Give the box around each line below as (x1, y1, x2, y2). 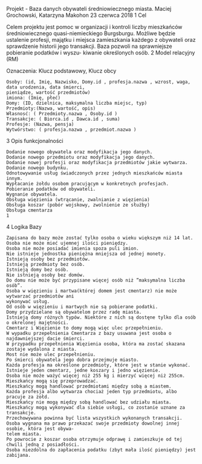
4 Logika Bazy (6, 224, 42, 230)
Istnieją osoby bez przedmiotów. (6, 256, 91, 262)
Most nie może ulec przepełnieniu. (6, 351, 96, 357)
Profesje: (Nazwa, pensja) (6, 121, 74, 127)
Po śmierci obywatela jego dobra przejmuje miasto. (6, 357, 139, 363)
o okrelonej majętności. (6, 320, 69, 326)
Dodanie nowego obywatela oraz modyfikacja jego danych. (6, 149, 153, 155)
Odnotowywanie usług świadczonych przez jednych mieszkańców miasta (6, 170, 183, 176)
